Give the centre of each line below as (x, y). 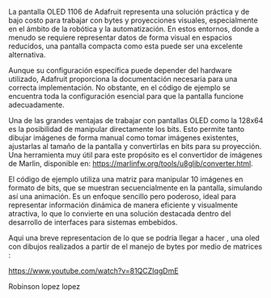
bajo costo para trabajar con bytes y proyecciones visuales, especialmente (133, 20)
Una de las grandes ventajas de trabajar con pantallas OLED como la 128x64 (136, 120)
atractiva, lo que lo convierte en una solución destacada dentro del (120, 213)
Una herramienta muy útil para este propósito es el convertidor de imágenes (135, 155)
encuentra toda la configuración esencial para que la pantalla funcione (126, 96)
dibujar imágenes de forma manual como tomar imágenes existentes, (123, 138)
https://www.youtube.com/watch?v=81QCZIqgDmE (94, 271)
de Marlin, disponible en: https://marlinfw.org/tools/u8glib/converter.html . (131, 164)
